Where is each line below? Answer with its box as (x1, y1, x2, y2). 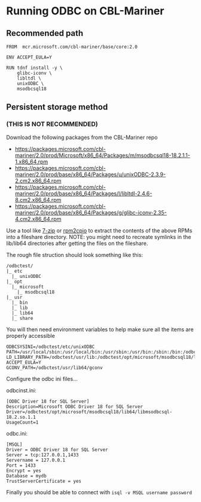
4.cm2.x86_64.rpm (14, 215, 62, 222)
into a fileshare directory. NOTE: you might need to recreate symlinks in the (6, 233, 191, 240)
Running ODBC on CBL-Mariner (6, 4, 165, 18)
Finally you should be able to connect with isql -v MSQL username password (6, 488, 193, 495)
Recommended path (6, 28, 84, 38)
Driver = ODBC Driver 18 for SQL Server (6, 446, 109, 453)
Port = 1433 (6, 462, 36, 468)
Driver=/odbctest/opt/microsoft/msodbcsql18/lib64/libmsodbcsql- (6, 409, 172, 415)
